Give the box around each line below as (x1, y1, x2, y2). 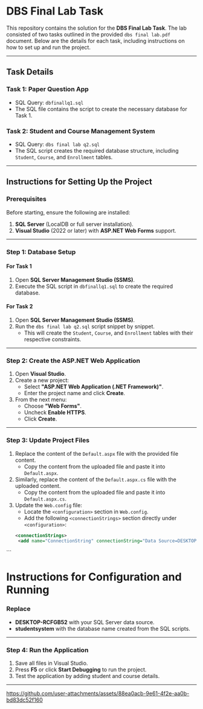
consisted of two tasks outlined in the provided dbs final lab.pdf (6, 30, 171, 38)
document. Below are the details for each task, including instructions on (6, 37, 185, 44)
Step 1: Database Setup (6, 247, 76, 256)
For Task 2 (6, 303, 33, 310)
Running (6, 583, 50, 597)
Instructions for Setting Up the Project (6, 177, 152, 187)
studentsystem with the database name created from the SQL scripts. (14, 625, 190, 632)
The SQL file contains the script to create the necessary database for (14, 105, 187, 113)
